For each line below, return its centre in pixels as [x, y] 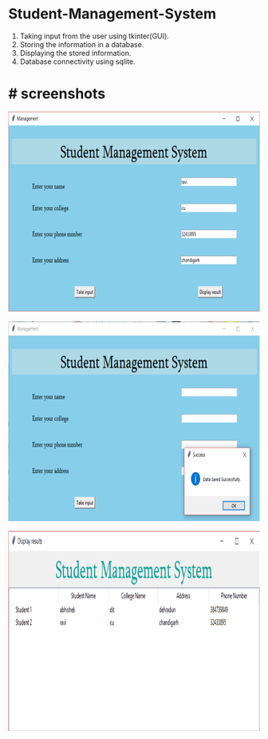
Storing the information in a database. [82, 44]
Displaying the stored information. [75, 53]
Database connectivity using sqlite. [77, 62]
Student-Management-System [112, 14]
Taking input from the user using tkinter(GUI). [94, 36]
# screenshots [57, 94]
